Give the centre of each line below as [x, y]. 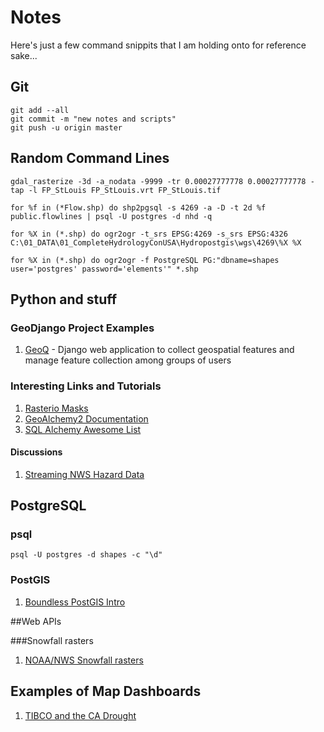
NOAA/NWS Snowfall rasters [84, 660]
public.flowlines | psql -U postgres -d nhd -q [111, 216]
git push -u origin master [66, 127]
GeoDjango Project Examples [82, 328]
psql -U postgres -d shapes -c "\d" [86, 555]
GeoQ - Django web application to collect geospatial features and [159, 350]
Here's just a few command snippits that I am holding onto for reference [158, 45]
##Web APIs [36, 621]
